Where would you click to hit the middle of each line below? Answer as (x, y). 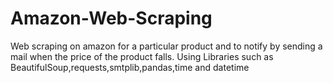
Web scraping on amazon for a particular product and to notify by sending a (166, 46)
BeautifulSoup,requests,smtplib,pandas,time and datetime (130, 67)
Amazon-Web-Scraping (111, 18)
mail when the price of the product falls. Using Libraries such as (142, 56)
